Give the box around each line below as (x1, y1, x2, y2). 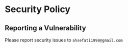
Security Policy (5, 4, 71, 15)
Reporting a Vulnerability (5, 24, 86, 32)
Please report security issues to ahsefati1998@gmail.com (5, 37, 123, 43)
